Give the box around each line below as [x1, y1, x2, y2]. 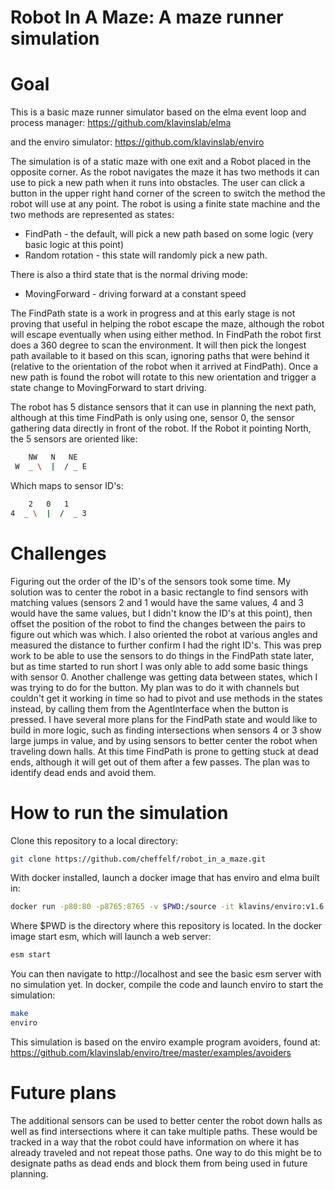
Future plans [10, 1082, 117, 1105]
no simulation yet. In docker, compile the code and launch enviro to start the [10, 979, 324, 991]
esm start [10, 950, 52, 960]
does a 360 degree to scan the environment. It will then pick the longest [10, 339, 307, 351]
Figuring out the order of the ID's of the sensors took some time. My [10, 575, 292, 587]
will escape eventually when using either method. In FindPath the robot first [10, 329, 322, 341]
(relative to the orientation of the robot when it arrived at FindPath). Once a [10, 361, 319, 373]
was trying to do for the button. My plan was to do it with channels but [10, 681, 300, 693]
